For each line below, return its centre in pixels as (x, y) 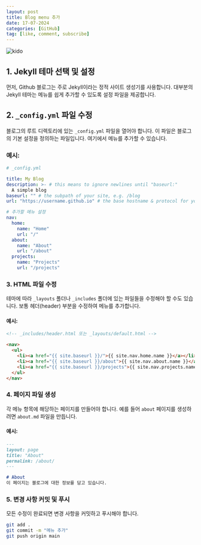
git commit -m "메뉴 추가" (37, 531)
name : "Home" (33, 228)
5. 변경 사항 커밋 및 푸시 (38, 499)
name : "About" (34, 246)
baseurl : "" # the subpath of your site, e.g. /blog (73, 195)
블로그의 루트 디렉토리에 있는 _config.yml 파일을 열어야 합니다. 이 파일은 (91, 131)
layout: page (22, 450)
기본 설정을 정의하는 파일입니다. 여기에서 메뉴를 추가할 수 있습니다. (90, 138)
